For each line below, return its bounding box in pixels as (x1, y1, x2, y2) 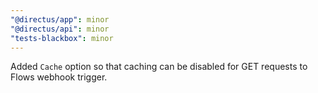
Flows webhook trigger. (10, 71, 108, 83)
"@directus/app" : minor (10, 14, 110, 25)
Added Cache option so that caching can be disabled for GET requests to (10, 61, 308, 73)
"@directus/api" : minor (10, 24, 110, 34)
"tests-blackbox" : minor (10, 33, 114, 43)
